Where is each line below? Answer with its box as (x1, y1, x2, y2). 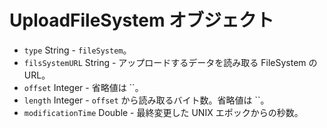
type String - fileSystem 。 (23, 44, 132, 56)
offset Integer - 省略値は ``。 (23, 81, 144, 93)
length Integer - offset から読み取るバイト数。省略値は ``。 (23, 94, 270, 106)
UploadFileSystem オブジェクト (9, 9, 275, 32)
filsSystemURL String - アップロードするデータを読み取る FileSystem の (23, 56, 318, 68)
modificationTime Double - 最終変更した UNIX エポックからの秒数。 (23, 106, 304, 118)
